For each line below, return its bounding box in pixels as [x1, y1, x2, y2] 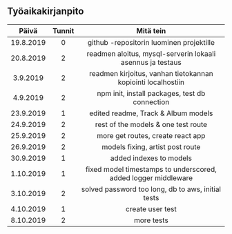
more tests [133, 215, 169, 225]
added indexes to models [110, 153, 192, 163]
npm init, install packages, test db [97, 88, 206, 98]
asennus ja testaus [120, 57, 182, 67]
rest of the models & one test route [95, 119, 208, 129]
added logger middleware [109, 173, 193, 182]
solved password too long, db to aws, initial [81, 184, 221, 194]
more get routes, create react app [96, 130, 206, 140]
